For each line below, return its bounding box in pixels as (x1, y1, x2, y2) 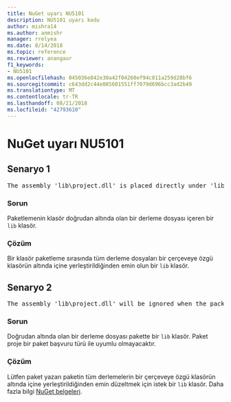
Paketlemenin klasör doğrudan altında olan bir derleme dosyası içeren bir (7, 214, 214, 223)
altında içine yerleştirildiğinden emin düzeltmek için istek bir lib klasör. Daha (7, 380, 224, 388)
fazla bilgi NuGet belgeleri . (7, 387, 82, 395)
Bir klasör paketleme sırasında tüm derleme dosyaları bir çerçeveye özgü (7, 254, 213, 263)
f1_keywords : (7, 61, 45, 68)
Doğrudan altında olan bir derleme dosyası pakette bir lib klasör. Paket (7, 332, 208, 341)
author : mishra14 (7, 23, 57, 30)
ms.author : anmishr (7, 29, 63, 37)
